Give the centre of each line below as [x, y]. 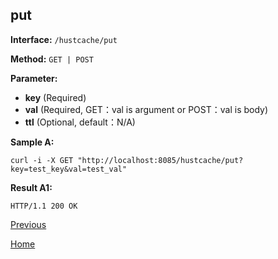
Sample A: [32, 142]
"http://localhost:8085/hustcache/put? [160, 160]
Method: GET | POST [52, 59]
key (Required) [55, 97]
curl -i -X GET [42, 160]
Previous [28, 224]
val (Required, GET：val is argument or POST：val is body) [146, 109]
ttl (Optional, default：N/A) [80, 122]
